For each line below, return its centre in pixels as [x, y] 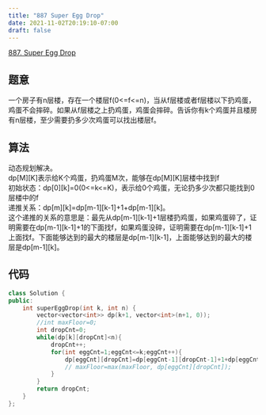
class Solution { [37, 293]
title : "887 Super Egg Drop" [56, 15]
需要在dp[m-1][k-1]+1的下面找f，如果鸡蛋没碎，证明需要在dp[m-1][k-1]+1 [133, 227]
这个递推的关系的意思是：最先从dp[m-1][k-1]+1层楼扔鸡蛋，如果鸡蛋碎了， [129, 217]
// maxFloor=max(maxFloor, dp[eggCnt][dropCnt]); [148, 367]
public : [21, 301]
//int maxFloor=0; [67, 323]
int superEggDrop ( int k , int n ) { [79, 308]
